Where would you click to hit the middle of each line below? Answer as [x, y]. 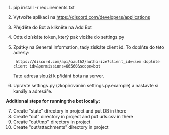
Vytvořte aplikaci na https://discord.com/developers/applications [81, 17]
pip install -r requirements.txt [44, 7]
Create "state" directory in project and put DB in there [70, 111]
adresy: [21, 52]
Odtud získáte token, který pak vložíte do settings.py [69, 37]
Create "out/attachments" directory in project [61, 127]
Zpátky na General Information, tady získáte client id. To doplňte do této [89, 47]
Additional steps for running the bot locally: [53, 101]
